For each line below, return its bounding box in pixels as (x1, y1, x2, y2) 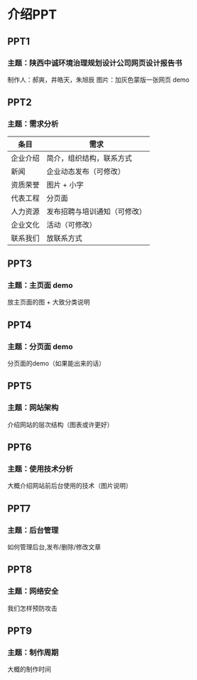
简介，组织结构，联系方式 (46, 153, 133, 163)
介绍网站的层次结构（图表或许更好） (7, 420, 114, 429)
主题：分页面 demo (7, 341, 73, 351)
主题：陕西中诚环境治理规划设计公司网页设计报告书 (7, 58, 183, 68)
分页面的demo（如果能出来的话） (7, 358, 105, 367)
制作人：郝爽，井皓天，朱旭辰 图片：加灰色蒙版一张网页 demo (7, 75, 190, 84)
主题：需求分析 (7, 119, 59, 129)
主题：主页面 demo (7, 280, 73, 290)
